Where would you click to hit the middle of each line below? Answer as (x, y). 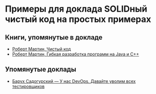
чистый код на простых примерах (78, 19)
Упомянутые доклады (41, 69)
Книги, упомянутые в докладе (54, 37)
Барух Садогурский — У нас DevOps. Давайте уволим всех (74, 81)
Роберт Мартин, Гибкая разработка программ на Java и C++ (76, 54)
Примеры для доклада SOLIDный (76, 9)
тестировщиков (28, 86)
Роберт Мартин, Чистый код (42, 49)
